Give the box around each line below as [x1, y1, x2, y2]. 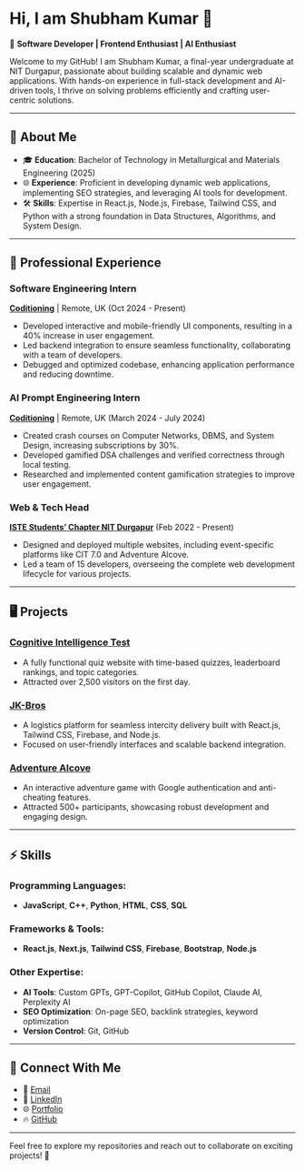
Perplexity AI [22, 996, 71, 1007]
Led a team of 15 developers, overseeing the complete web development [22, 559, 295, 570]
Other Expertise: [9, 966, 84, 979]
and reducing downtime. [22, 368, 114, 380]
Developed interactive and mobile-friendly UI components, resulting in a [22, 320, 293, 331]
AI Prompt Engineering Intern [9, 391, 141, 404]
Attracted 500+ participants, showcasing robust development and [22, 802, 270, 812]
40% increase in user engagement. [22, 330, 155, 341]
